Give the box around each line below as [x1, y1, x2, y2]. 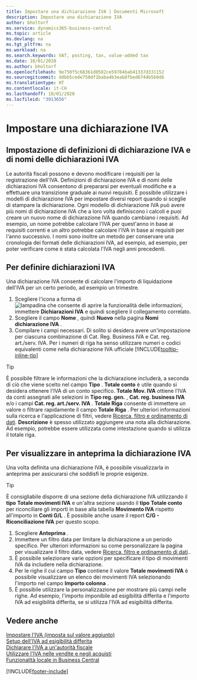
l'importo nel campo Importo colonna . [14, 580, 109, 587]
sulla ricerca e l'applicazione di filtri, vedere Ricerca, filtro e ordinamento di [6, 412, 188, 419]
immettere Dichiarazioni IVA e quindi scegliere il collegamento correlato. [14, 308, 191, 316]
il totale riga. [6, 431, 36, 438]
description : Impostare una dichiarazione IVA [6, 14, 122, 20]
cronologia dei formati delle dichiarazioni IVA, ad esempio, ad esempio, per [6, 239, 188, 246]
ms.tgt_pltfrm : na [6, 42, 51, 48]
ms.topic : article [6, 31, 51, 37]
